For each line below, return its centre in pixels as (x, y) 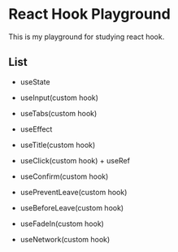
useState (35, 81)
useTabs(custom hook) (59, 113)
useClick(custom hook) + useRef (75, 160)
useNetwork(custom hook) (65, 239)
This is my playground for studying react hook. (87, 37)
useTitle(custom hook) (58, 145)
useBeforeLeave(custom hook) (72, 207)
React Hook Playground (89, 14)
